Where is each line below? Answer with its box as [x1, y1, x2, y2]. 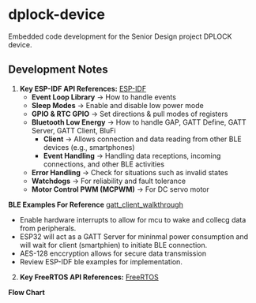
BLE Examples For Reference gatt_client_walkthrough [8, 200, 183, 209]
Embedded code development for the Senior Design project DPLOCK [8, 32, 232, 41]
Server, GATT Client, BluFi [31, 125, 116, 135]
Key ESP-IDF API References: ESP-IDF [19, 84, 147, 93]
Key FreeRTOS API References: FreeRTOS [19, 272, 160, 282]
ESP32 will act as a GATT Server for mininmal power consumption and [19, 231, 249, 241]
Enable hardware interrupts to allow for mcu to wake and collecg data [19, 215, 247, 224]
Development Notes [8, 63, 108, 77]
